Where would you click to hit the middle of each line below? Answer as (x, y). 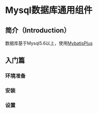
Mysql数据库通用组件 (49, 10)
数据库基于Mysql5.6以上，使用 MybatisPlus (49, 43)
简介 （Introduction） (38, 30)
